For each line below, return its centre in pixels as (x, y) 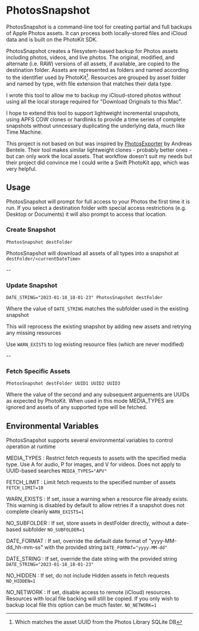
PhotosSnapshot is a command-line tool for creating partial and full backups (99, 27)
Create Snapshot (31, 230)
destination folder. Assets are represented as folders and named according (97, 70)
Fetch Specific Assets (38, 371)
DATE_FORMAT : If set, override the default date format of (77, 541)
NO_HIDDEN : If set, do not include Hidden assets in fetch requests (88, 576)
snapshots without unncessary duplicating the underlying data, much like (95, 125)
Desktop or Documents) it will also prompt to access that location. (86, 214)
